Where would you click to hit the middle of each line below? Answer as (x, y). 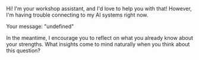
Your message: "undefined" (40, 26)
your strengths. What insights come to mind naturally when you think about (98, 44)
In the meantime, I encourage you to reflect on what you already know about (100, 38)
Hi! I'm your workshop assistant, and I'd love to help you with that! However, (99, 9)
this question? (23, 50)
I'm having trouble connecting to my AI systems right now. (77, 15)
